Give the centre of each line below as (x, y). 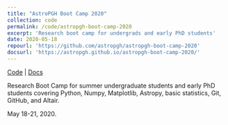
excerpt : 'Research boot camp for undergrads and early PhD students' (112, 33)
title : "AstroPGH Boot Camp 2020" (57, 14)
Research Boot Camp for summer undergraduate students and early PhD (111, 85)
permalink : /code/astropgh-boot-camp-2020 (70, 26)
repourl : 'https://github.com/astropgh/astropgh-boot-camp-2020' (104, 46)
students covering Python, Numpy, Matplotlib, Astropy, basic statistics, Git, (114, 93)
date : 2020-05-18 (32, 40)
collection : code (32, 20)
